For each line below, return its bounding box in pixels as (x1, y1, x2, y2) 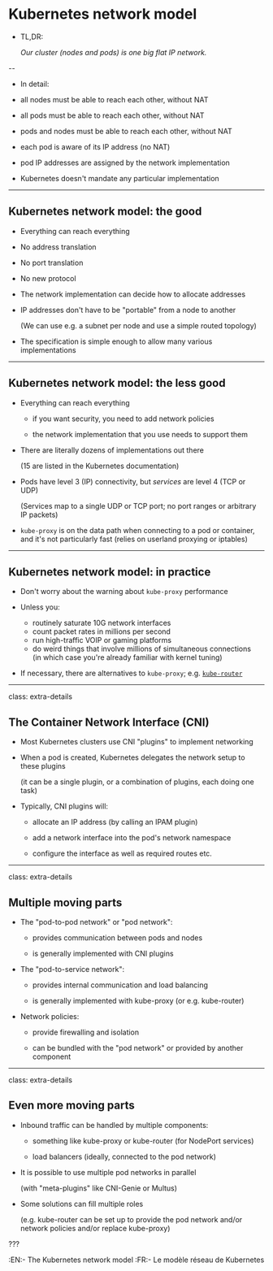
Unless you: (19, 602, 61, 612)
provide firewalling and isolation (32, 1027, 140, 1037)
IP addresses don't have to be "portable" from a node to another (19, 305, 236, 314)
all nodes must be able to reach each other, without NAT (19, 94, 209, 104)
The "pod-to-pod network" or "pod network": (19, 917, 173, 926)
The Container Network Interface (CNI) (8, 715, 210, 729)
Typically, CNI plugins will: (19, 801, 108, 811)
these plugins (19, 761, 67, 771)
